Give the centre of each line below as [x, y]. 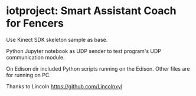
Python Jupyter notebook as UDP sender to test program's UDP [84, 51]
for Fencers [35, 23]
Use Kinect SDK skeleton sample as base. [57, 39]
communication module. [35, 57]
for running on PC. [29, 75]
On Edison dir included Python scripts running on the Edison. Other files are [98, 68]
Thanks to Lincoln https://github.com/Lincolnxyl [64, 86]
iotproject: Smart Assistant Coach [92, 11]
